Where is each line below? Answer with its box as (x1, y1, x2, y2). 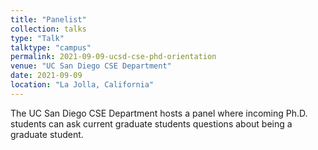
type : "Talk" (10, 33, 65, 43)
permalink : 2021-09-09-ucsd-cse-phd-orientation (10, 52, 217, 62)
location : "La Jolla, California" (10, 80, 155, 90)
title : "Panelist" (10, 14, 87, 25)
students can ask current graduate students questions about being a (10, 117, 293, 130)
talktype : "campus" (10, 42, 92, 53)
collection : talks (10, 24, 87, 34)
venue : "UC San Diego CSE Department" (10, 61, 172, 71)
